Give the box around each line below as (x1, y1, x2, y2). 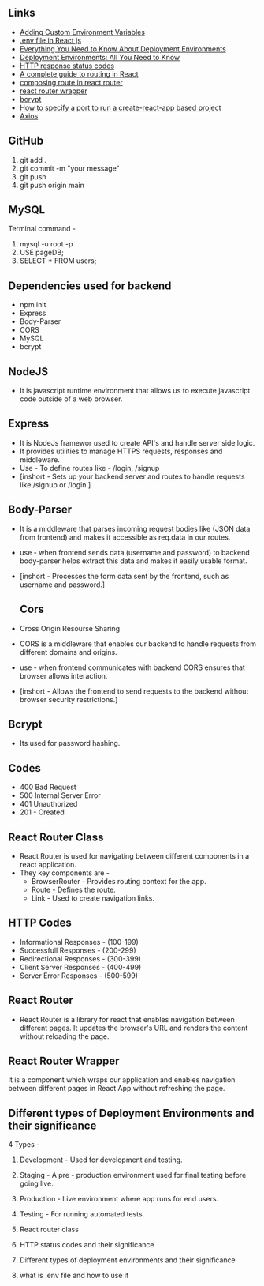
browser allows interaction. (19, 671, 108, 680)
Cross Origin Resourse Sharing (19, 623, 121, 633)
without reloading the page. (19, 1031, 110, 1041)
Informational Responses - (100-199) (19, 937, 139, 946)
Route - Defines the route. (31, 885, 116, 894)
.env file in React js (19, 36, 81, 45)
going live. (19, 1179, 54, 1188)
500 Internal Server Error (19, 791, 101, 800)
